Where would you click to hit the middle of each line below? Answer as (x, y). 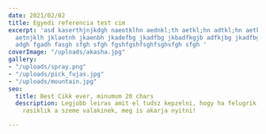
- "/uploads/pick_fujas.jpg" (56, 74)
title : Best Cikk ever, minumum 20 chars (85, 96)
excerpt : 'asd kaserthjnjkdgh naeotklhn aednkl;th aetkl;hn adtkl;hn (125, 30)
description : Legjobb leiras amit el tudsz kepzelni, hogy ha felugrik (136, 103)
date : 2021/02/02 (37, 15)
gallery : (23, 60)
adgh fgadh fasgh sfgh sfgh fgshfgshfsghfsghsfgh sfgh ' (111, 45)
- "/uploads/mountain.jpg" (53, 81)
